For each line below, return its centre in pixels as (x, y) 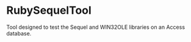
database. (19, 33)
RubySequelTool (49, 10)
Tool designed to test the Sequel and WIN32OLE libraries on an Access (95, 27)
